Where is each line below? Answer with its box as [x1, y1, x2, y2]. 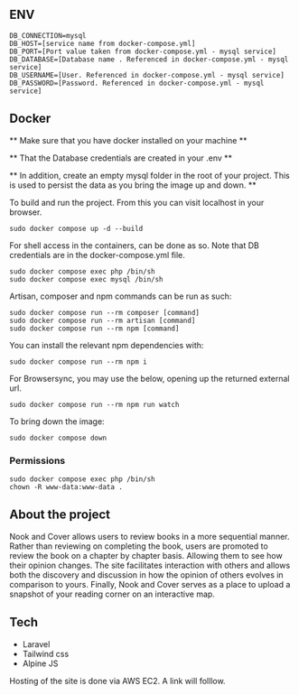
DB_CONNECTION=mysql [9, 31, 88, 40]
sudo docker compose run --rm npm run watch [9, 400, 180, 409]
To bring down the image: [9, 415, 106, 427]
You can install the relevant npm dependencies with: [9, 339, 204, 350]
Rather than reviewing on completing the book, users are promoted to [9, 541, 268, 551]
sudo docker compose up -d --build [9, 224, 144, 233]
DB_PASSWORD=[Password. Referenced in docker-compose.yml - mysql [9, 79, 265, 88]
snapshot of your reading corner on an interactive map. [9, 588, 215, 599]
